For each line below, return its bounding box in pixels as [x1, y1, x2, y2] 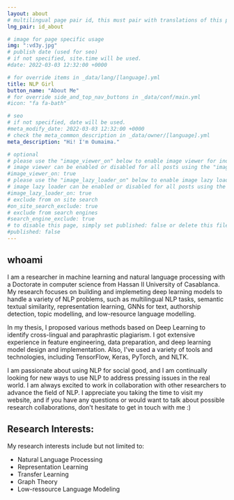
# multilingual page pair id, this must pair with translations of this [7, 17, 223, 24]
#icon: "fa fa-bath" [7, 100, 68, 107]
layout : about [7, 10, 49, 17]
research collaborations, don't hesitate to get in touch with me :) [7, 403, 192, 411]
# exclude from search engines [7, 209, 98, 216]
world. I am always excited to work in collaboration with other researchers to [7, 380, 226, 389]
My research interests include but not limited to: [7, 442, 145, 450]
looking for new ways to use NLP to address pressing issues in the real [7, 373, 210, 382]
